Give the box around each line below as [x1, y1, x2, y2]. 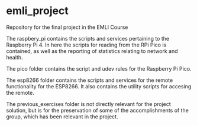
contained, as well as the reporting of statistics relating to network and [6, 47, 179, 54]
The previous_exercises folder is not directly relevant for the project [6, 100, 172, 107]
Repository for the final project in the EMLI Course [6, 24, 128, 31]
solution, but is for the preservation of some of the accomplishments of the [6, 107, 189, 114]
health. [6, 54, 23, 61]
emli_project [6, 4, 69, 18]
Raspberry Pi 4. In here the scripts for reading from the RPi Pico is [6, 41, 167, 48]
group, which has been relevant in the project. [6, 113, 118, 120]
